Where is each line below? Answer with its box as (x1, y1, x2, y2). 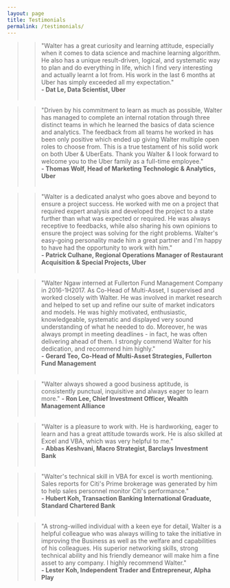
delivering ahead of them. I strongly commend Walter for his (41, 338, 211, 346)
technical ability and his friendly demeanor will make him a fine (41, 552, 220, 560)
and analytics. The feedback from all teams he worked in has (41, 128, 214, 136)
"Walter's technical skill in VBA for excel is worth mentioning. (41, 472, 214, 481)
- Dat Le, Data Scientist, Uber (41, 85, 126, 94)
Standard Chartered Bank (41, 501, 115, 510)
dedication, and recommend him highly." (41, 345, 156, 353)
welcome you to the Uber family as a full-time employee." (41, 157, 204, 166)
